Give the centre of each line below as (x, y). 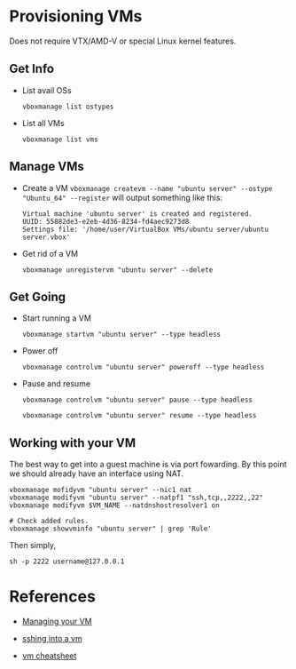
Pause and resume (56, 384)
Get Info (32, 69)
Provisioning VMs (76, 16)
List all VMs (43, 123)
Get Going (38, 296)
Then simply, (33, 546)
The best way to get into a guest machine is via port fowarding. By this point (148, 465)
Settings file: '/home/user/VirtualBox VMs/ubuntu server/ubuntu (145, 229)
